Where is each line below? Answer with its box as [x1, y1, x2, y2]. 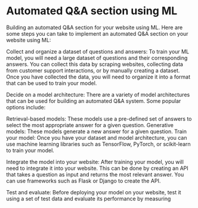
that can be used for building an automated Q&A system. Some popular [6, 97, 181, 105]
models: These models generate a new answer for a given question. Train [6, 128, 187, 135]
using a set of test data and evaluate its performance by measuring [6, 195, 171, 202]
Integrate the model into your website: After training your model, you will [6, 158, 184, 165]
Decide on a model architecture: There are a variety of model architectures [6, 91, 190, 98]
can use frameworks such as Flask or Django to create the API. [6, 177, 161, 184]
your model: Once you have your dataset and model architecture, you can [6, 134, 187, 141]
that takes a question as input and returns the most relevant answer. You [6, 171, 184, 178]
